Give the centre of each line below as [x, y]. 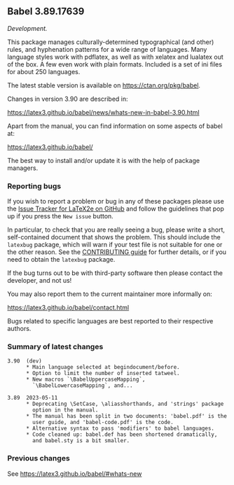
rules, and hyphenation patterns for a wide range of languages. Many [107, 49]
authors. [19, 329]
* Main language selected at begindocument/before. [103, 367]
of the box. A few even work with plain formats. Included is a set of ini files [115, 64]
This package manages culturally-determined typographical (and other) [111, 42]
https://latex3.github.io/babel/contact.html [68, 308]
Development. [27, 28]
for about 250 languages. [44, 71]
